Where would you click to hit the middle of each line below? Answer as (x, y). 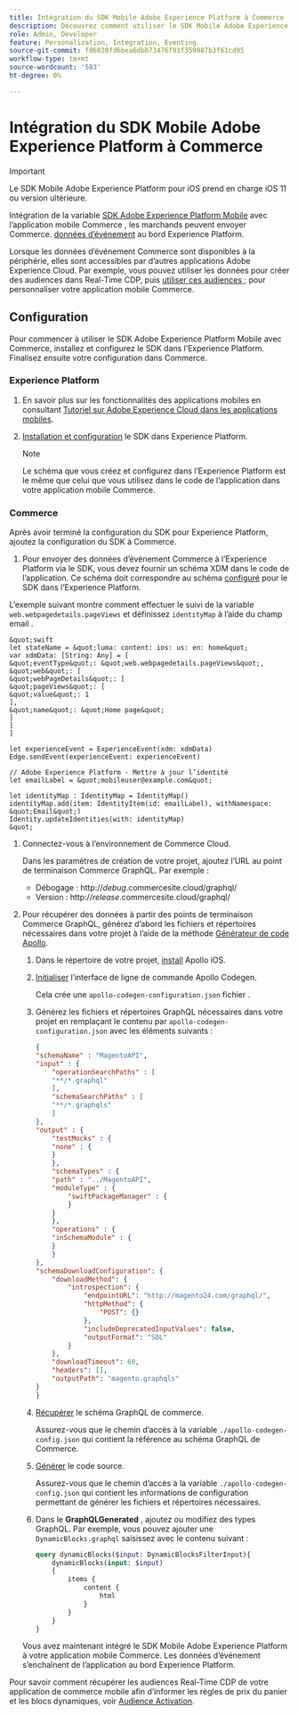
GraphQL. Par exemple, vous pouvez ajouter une (124, 1529)
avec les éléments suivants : (161, 1031)
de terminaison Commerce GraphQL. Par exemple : (115, 871)
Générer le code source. (80, 1465)
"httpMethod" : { (113, 1304)
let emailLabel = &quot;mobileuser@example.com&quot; (111, 781)
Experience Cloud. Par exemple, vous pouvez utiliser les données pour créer (149, 270)
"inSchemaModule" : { (92, 1238)
